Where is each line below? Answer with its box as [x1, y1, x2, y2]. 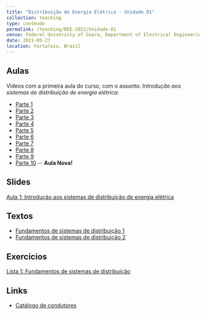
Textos [6, 211, 34, 221]
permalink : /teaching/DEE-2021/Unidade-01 [6, 26, 116, 32]
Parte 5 [15, 126, 34, 134]
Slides [6, 177, 31, 188]
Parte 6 [15, 133, 34, 140]
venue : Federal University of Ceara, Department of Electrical [6, 32, 172, 38]
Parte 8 [15, 146, 34, 153]
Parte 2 [15, 107, 34, 114]
